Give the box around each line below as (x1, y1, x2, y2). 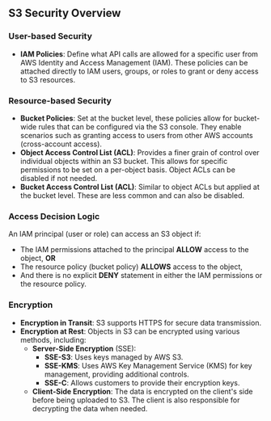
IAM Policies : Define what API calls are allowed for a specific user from (19, 48, 259, 59)
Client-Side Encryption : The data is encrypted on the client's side (32, 386, 253, 396)
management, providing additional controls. (44, 369, 190, 379)
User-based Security (8, 31, 93, 42)
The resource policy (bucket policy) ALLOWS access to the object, (19, 262, 243, 272)
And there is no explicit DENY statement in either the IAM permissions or (19, 271, 263, 280)
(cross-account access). (19, 139, 103, 149)
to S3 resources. (19, 74, 76, 84)
